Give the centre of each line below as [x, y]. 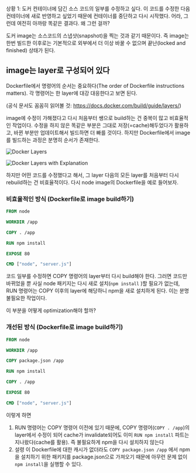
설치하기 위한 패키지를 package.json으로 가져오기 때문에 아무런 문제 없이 [104, 457]
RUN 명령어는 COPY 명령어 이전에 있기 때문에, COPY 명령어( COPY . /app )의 [102, 427]
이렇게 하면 [19, 415]
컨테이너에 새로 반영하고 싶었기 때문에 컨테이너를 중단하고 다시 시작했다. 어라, [94, 16]
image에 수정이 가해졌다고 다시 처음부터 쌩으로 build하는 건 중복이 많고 [87, 118]
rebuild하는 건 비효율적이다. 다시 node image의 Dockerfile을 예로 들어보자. [92, 182]
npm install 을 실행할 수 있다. [49, 464]
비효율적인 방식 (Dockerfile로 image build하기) [70, 199]
